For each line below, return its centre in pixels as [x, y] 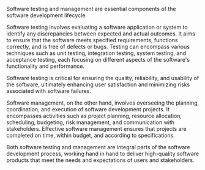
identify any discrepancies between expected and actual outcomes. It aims [101, 34]
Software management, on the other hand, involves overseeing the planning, [103, 103]
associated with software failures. [49, 91]
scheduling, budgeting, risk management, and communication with [91, 122]
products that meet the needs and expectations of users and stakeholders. [100, 160]
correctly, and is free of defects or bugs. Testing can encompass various [98, 46]
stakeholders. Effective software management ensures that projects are [96, 129]
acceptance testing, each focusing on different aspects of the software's [98, 60]
